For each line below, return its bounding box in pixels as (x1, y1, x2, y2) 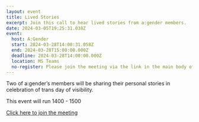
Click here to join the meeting (6, 109, 78, 116)
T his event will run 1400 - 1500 (6, 98, 82, 105)
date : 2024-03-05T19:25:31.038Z (6, 25, 86, 31)
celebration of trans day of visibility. (6, 86, 94, 94)
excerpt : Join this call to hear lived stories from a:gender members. (6, 20, 187, 25)
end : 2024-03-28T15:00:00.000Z (11, 47, 89, 53)
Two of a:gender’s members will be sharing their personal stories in (6, 80, 171, 87)
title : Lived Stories (6, 14, 60, 20)
